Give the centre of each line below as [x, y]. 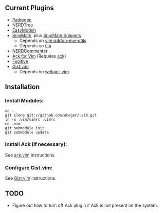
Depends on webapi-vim [44, 71]
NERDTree [22, 25]
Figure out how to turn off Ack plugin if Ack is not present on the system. [85, 205]
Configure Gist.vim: [29, 168]
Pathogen [22, 19]
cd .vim [13, 124]
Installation [22, 87]
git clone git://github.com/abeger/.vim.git [51, 115]
